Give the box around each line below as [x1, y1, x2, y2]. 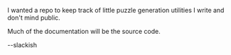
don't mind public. [7, 13, 60, 22]
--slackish [7, 41, 38, 49]
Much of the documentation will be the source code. [7, 28, 161, 35]
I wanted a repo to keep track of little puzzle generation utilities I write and [7, 6, 225, 14]
